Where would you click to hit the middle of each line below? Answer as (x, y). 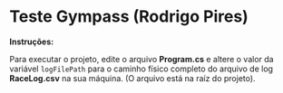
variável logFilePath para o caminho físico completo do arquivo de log (141, 69)
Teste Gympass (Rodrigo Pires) (129, 17)
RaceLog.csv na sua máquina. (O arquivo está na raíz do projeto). (132, 78)
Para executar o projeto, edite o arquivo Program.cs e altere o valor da (141, 59)
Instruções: (32, 42)
